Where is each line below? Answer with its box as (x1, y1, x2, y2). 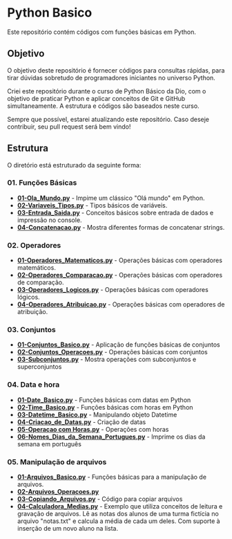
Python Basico (7, 5, 93, 21)
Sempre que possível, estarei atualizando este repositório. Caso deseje (7, 115, 209, 123)
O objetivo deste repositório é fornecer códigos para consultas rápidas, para (7, 66, 225, 74)
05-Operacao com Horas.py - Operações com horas (17, 425, 169, 433)
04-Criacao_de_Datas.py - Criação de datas (17, 417, 146, 426)
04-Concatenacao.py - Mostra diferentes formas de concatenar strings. (17, 223, 225, 231)
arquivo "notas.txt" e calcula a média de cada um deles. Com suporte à (17, 517, 220, 525)
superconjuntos (17, 363, 62, 371)
